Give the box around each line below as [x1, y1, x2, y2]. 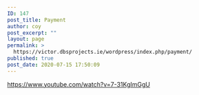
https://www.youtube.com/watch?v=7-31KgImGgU [7, 80, 150, 88]
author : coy [7, 23, 41, 30]
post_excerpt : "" [7, 29, 57, 36]
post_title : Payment [7, 17, 67, 23]
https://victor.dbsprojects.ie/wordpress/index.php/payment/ [13, 49, 193, 56]
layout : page [7, 36, 45, 43]
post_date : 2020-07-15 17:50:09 [7, 61, 100, 68]
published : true [7, 55, 54, 62]
